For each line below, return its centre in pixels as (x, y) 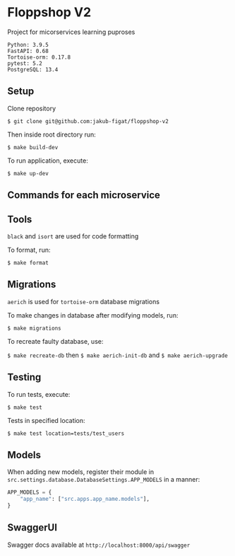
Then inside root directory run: (52, 134)
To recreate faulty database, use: (55, 341)
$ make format (28, 262)
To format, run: (29, 250)
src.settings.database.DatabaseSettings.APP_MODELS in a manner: (104, 480)
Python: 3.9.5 (28, 45)
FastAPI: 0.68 (28, 51)
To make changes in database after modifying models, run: (93, 315)
